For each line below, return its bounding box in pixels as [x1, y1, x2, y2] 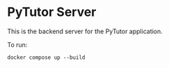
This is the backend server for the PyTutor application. [7, 27, 163, 35]
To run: [7, 40, 28, 49]
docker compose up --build [7, 53, 86, 61]
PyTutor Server [7, 4, 97, 20]
